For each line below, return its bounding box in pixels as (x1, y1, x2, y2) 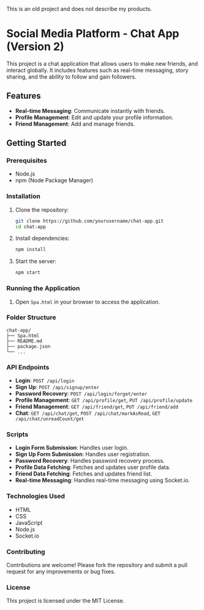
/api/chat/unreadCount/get (15, 416, 85, 422)
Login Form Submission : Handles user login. (15, 444, 129, 452)
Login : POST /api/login (15, 377, 75, 384)
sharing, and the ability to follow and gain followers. (6, 73, 137, 80)
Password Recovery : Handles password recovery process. (15, 457, 165, 465)
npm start (15, 269, 41, 276)
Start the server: (15, 258, 57, 265)
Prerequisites (6, 156, 47, 165)
